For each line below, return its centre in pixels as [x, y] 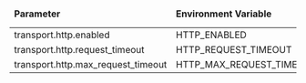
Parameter [37, 14]
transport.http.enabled [62, 35]
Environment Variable [224, 14]
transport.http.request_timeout [79, 50]
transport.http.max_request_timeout [91, 64]
